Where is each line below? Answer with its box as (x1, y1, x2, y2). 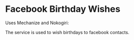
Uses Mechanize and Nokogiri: (5, 20, 69, 26)
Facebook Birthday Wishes (5, 3, 121, 15)
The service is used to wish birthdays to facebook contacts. (5, 29, 129, 35)
